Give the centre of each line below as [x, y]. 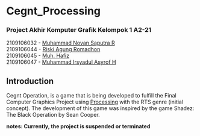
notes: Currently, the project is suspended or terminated [78, 126]
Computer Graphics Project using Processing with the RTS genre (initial [95, 102]
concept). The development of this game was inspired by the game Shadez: [100, 108]
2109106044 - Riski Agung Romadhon [53, 49]
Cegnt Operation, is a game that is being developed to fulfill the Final [91, 96]
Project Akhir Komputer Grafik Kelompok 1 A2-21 [79, 30]
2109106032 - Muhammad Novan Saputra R [61, 43]
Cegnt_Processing [54, 11]
